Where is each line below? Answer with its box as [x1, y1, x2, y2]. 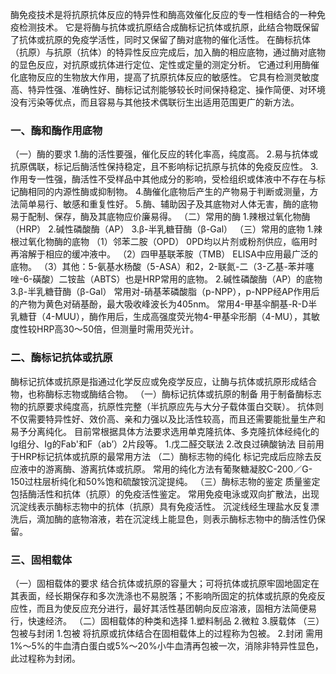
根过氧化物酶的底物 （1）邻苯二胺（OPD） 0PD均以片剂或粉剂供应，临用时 [10, 236, 318, 248]
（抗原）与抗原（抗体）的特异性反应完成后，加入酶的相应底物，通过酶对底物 [10, 46, 326, 58]
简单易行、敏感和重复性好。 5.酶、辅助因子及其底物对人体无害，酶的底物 [18, 198, 318, 210]
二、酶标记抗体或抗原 [10, 351, 113, 365]
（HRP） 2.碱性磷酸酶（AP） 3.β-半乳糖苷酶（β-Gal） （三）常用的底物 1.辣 [10, 223, 323, 235]
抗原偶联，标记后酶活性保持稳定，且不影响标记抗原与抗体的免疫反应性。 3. [10, 161, 319, 173]
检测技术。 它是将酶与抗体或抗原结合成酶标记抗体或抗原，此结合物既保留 [18, 21, 320, 33]
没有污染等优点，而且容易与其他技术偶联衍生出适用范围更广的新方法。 [10, 96, 300, 108]
